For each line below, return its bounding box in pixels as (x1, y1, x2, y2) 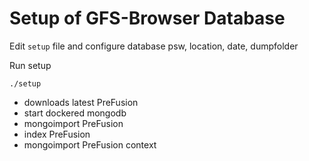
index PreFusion (23, 128, 91, 140)
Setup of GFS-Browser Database (9, 7, 286, 30)
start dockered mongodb (23, 107, 127, 119)
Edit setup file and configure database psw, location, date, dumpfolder (9, 40, 299, 52)
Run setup (9, 59, 52, 71)
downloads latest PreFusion (23, 96, 139, 108)
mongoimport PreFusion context (23, 138, 157, 151)
